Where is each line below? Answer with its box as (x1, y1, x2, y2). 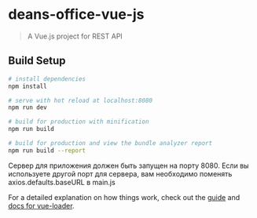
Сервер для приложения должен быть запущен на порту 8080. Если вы (8, 161, 249, 170)
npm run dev (8, 104, 47, 111)
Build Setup (8, 54, 66, 67)
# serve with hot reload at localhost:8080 (8, 96, 153, 104)
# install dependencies (8, 74, 86, 83)
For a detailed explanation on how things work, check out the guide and (8, 192, 240, 202)
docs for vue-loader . (8, 201, 75, 210)
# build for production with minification (8, 118, 149, 126)
